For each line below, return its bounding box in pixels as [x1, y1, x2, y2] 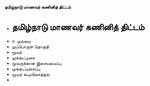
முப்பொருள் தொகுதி [11, 44, 50, 50]
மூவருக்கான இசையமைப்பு [11, 60, 61, 66]
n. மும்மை [11, 38, 31, 44]
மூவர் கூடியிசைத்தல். [11, 71, 51, 77]
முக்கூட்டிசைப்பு [11, 66, 40, 72]
